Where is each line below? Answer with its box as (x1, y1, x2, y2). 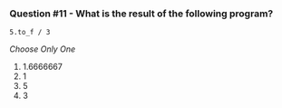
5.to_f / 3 (9, 28, 51, 37)
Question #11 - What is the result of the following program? (9, 7, 274, 20)
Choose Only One (9, 44, 75, 54)
